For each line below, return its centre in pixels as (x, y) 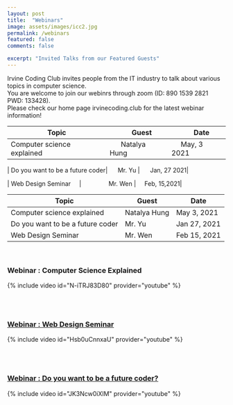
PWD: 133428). (29, 100)
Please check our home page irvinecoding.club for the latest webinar (106, 108)
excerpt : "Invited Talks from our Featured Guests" (83, 59)
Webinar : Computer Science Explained (75, 270)
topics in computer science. (47, 86)
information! (25, 115)
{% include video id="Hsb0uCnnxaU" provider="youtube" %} (95, 340)
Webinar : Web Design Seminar (61, 324)
